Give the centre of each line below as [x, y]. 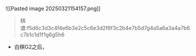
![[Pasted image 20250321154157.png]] [53, 9]
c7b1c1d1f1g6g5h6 [42, 34]
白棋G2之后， [31, 47]
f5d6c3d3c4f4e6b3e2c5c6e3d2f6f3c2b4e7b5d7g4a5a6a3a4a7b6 [108, 28]
